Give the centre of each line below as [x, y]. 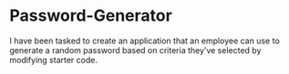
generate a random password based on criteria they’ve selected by [135, 50]
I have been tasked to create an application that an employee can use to [144, 41]
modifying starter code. [54, 60]
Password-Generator [91, 16]
